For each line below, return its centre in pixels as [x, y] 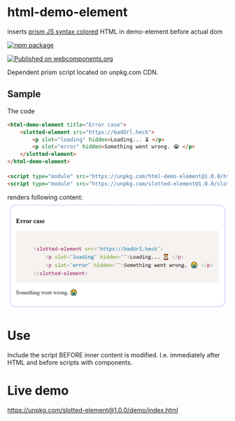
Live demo [38, 391]
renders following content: [45, 197]
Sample [24, 94]
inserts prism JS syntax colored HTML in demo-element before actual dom [115, 31]
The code [21, 111]
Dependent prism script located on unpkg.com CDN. [83, 72]
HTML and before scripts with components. [70, 363]
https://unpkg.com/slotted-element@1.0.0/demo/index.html [93, 411]
